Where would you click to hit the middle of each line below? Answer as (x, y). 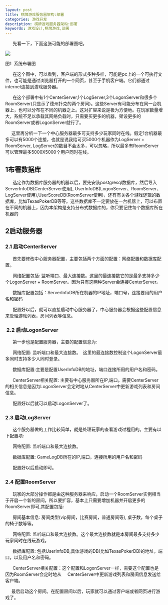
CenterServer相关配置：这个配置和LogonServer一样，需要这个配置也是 (85, 568)
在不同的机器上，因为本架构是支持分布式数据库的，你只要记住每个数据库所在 (84, 207)
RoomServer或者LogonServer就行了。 (44, 123)
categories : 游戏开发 (26, 19)
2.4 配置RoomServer (31, 482)
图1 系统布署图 (20, 64)
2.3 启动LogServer (28, 417)
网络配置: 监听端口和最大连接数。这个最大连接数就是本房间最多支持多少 (86, 534)
